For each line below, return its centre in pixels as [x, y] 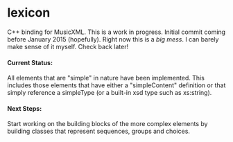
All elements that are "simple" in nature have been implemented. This [106, 78]
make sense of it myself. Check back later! [68, 46]
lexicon [29, 13]
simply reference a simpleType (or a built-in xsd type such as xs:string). [110, 93]
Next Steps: [25, 108]
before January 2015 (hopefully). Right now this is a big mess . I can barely [113, 39]
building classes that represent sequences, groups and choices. [99, 131]
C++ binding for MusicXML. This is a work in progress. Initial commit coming [116, 32]
